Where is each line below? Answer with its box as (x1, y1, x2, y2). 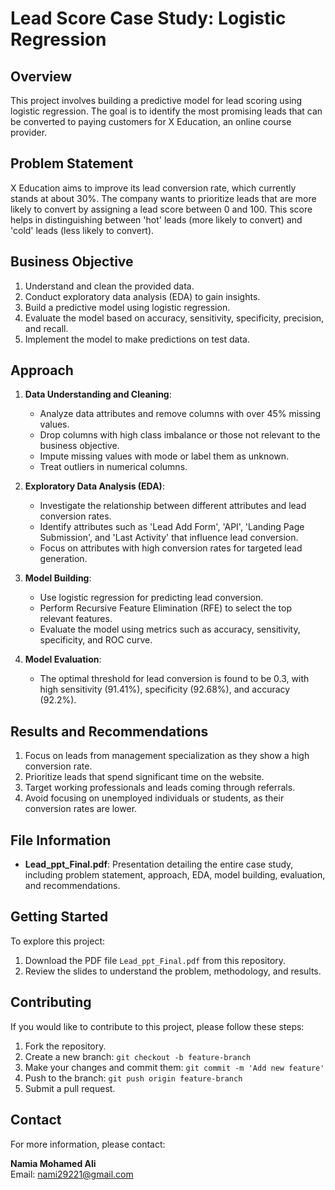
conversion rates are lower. (24, 803, 138, 815)
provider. (10, 127, 48, 138)
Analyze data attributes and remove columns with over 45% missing (39, 408, 322, 420)
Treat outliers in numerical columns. (39, 461, 188, 473)
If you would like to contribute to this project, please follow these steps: (10, 1020, 305, 1032)
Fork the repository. (24, 1040, 107, 1052)
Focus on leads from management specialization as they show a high (24, 750, 310, 762)
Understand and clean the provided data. (24, 280, 195, 292)
